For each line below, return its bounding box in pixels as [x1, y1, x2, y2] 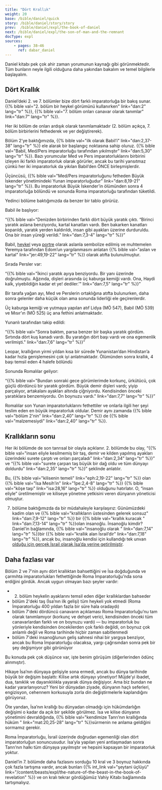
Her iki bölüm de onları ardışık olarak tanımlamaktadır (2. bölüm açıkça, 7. [5, 123, 151, 129]
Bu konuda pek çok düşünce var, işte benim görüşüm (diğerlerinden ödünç [5, 654, 154, 660]
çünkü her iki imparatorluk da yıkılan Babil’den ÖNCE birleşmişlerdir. [5, 164, 140, 169]
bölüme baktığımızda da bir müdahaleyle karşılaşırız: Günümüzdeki [12, 505, 146, 511]
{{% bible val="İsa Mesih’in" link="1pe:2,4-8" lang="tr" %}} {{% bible [5, 480, 144, 486]
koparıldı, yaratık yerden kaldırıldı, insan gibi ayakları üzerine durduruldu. [5, 227, 150, 233]
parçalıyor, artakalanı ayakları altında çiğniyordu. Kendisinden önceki [5, 388, 142, 394]
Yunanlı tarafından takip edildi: [5, 319, 66, 325]
